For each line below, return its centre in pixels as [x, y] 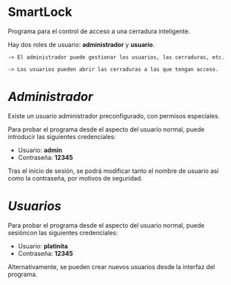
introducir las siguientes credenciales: [62, 136]
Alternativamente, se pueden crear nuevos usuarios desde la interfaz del [111, 266]
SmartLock [40, 12]
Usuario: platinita [43, 246]
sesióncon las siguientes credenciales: [63, 232]
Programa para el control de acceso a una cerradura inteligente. [99, 31]
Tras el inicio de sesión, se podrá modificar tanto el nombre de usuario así [113, 171]
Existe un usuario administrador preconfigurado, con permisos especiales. [114, 116]
